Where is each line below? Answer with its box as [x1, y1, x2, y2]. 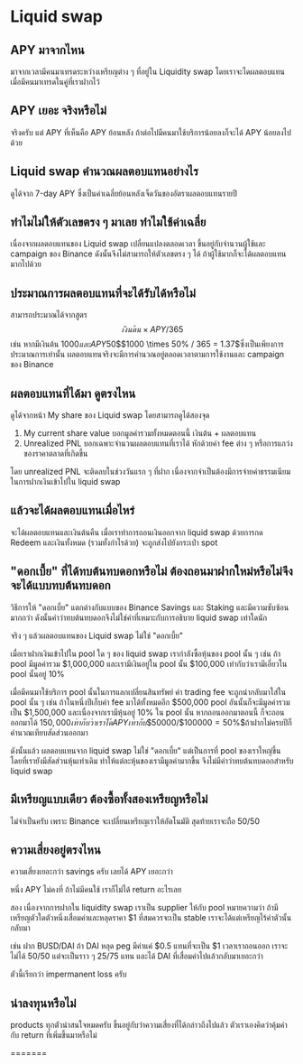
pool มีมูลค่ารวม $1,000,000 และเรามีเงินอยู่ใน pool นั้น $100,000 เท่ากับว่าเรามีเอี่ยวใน [10, 658, 288, 669]
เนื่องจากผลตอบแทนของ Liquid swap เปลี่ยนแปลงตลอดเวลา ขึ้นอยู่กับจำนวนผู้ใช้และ [10, 238, 266, 249]
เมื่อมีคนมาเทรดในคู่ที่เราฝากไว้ [10, 77, 100, 87]
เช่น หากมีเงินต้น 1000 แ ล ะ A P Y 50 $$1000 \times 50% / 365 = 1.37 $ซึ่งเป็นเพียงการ [10, 338, 285, 349]
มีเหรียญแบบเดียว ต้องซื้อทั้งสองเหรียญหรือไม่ [10, 791, 208, 807]
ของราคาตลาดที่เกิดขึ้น [23, 449, 88, 459]
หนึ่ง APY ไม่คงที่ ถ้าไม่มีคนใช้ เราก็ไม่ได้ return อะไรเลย [10, 884, 182, 895]
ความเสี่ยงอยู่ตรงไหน [10, 842, 102, 857]
